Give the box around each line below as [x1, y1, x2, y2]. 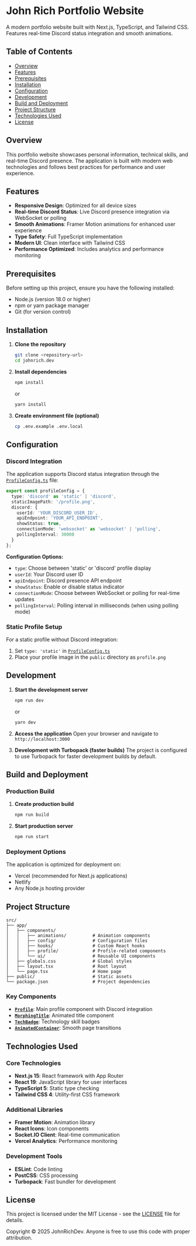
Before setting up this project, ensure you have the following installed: [6, 284, 174, 291]
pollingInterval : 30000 [16, 532, 75, 537]
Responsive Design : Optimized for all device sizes [14, 202, 136, 209]
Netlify [14, 879, 31, 886]
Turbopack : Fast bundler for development [14, 1178, 116, 1185]
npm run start [14, 834, 49, 840]
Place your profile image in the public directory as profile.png [14, 653, 166, 661]
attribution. [6, 1234, 33, 1241]
